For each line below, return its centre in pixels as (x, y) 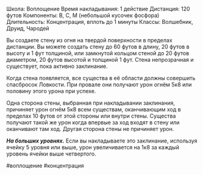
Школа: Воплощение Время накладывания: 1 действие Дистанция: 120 (98, 9)
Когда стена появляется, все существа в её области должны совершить (101, 78)
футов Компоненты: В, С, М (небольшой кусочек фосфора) (83, 15)
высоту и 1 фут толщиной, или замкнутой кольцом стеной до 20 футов (98, 53)
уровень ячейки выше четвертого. (51, 154)
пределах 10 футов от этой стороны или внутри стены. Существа (91, 116)
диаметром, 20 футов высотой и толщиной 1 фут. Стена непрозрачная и (100, 60)
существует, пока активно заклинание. (57, 66)
